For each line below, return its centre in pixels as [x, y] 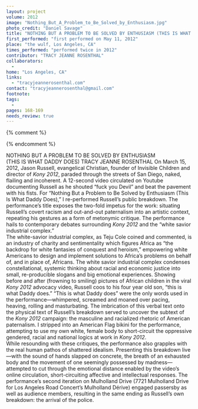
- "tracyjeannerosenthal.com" [48, 83]
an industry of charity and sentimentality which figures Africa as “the [90, 243]
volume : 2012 [22, 17]
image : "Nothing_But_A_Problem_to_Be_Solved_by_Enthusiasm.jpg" [87, 22]
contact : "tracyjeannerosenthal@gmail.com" [60, 89]
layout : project [26, 12]
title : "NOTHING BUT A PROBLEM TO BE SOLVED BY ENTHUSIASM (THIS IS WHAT [99, 34]
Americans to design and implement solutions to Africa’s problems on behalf [99, 256]
